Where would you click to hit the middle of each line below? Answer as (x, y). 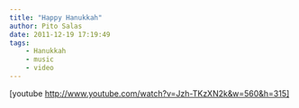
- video (40, 68)
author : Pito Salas (46, 26)
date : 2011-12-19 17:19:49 (60, 34)
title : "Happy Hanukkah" (56, 18)
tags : (19, 43)
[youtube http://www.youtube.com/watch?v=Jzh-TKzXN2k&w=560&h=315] (149, 93)
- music (40, 59)
